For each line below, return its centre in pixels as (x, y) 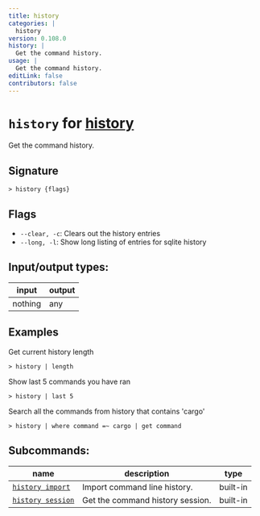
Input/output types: (59, 267)
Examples (33, 333)
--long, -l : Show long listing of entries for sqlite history (113, 242)
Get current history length (51, 352)
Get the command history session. (147, 500)
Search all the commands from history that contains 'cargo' (107, 411)
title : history (34, 16)
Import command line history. (137, 487)
